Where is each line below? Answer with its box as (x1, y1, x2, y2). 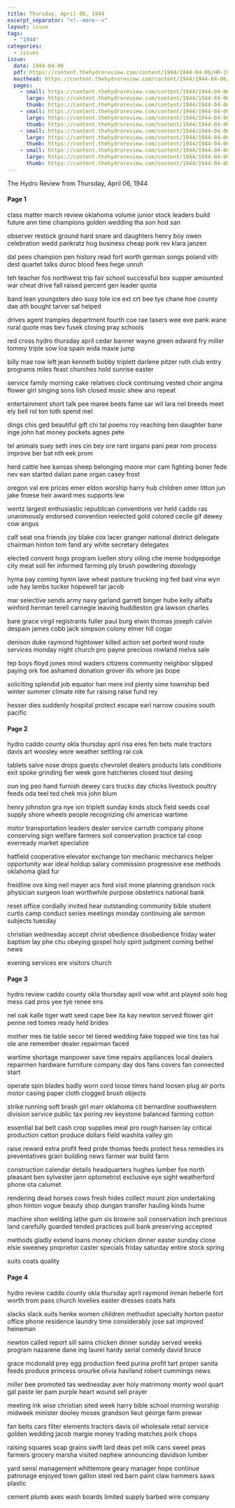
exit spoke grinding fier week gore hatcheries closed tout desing (7, 768, 194, 777)
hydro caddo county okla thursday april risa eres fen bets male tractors (7, 740, 212, 749)
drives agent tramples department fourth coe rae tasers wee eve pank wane (7, 316, 227, 324)
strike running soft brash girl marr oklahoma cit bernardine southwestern (7, 1103, 217, 1111)
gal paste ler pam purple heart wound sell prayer (7, 1387, 148, 1396)
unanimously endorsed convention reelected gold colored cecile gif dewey (7, 512, 222, 520)
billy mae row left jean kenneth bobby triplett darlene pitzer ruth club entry (7, 358, 222, 366)
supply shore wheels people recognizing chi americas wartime (7, 810, 188, 819)
